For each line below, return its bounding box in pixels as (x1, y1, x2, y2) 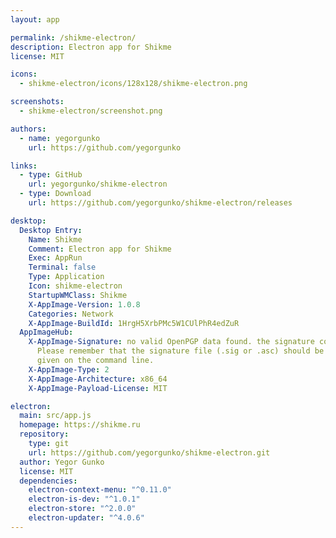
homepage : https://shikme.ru (19, 420, 141, 430)
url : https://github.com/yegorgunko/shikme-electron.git (28, 447, 271, 458)
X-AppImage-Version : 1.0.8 (28, 299, 141, 310)
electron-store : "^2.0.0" (28, 504, 137, 514)
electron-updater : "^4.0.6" (28, 513, 145, 523)
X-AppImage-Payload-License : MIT (28, 383, 168, 393)
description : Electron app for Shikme (10, 42, 172, 52)
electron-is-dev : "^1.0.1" (28, 494, 141, 505)
